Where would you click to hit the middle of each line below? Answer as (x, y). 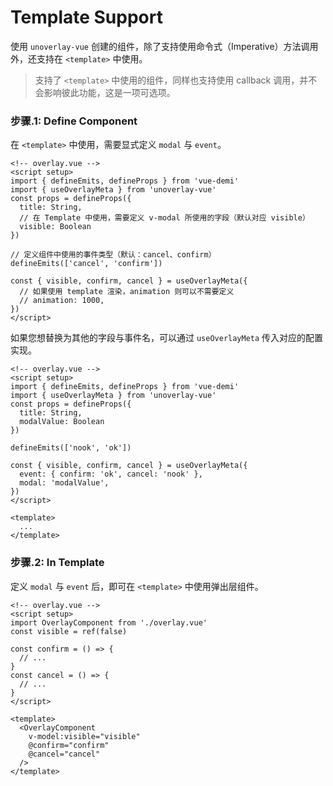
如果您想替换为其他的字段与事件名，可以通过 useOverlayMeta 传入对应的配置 (167, 338)
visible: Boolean (55, 227)
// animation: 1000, (62, 301)
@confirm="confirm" (69, 745)
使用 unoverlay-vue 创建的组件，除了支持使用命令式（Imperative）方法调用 (164, 46)
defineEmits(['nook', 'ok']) (71, 448)
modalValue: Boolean (62, 422)
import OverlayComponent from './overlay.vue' (109, 622)
